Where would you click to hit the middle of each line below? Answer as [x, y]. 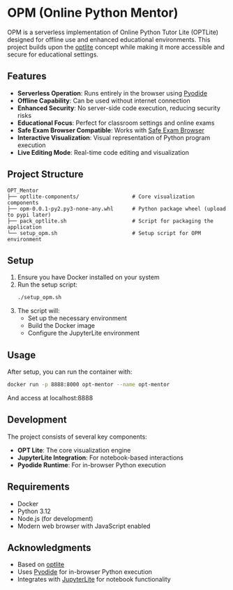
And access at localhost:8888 [50, 398]
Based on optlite [41, 565]
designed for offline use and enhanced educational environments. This [109, 39]
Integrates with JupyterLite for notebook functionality [94, 580]
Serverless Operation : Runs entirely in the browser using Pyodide [112, 93]
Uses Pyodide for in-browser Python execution [84, 572]
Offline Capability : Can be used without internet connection [104, 100]
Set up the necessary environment [77, 318]
